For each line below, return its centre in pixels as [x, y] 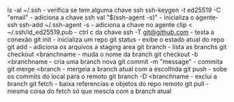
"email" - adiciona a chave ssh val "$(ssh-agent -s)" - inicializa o [101, 17]
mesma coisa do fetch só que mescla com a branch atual [89, 91]
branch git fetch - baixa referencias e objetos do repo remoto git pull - [108, 84]
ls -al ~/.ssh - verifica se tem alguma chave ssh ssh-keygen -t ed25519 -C [114, 10]
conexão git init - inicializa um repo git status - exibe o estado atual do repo [116, 40]
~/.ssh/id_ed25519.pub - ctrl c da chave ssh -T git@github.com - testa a [111, 32]
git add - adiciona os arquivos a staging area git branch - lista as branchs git [117, 47]
